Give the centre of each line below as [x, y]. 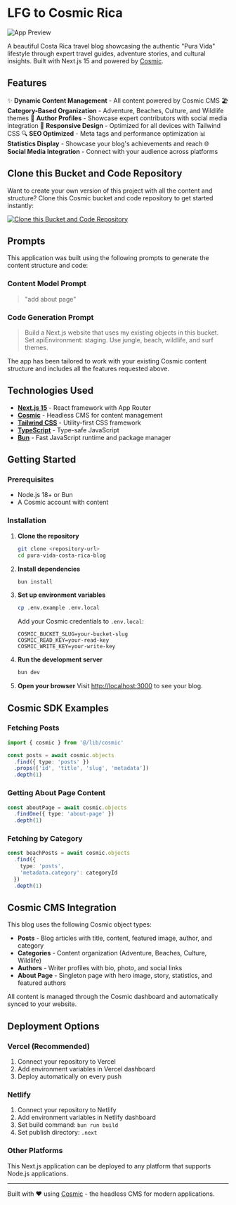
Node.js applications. [38, 1173]
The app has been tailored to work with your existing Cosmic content [107, 361]
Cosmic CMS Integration [62, 908]
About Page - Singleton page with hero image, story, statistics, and [115, 976]
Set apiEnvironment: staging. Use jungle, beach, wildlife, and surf [119, 340]
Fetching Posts [33, 728]
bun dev [28, 673]
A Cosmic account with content [63, 502]
